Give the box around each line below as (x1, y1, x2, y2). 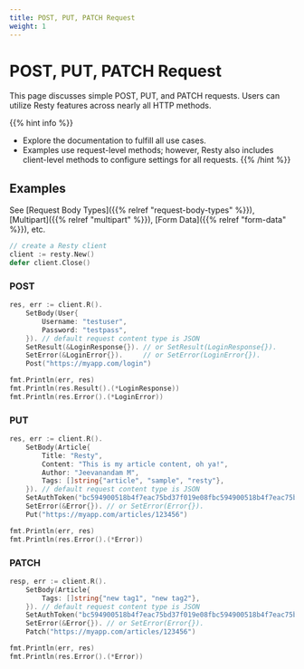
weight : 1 (9, 22, 47, 31)
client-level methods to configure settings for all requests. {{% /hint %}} (22, 155, 291, 166)
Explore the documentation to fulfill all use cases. (22, 135, 206, 146)
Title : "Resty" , (42, 451, 103, 460)
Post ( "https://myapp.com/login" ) (25, 359, 152, 368)
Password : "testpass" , (42, 325, 128, 335)
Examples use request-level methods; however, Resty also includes (22, 145, 274, 156)
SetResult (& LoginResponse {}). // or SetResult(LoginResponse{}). (25, 342, 278, 351)
